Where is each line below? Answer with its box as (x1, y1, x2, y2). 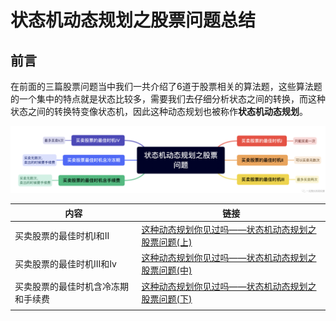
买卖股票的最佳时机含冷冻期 (14, 280, 129, 292)
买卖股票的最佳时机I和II (14, 230, 110, 242)
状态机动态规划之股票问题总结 (10, 9, 257, 32)
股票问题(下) (141, 292, 193, 305)
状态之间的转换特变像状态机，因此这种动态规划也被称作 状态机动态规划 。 (10, 106, 308, 117)
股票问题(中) (141, 264, 193, 276)
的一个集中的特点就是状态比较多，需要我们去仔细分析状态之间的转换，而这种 (10, 93, 326, 105)
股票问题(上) (141, 236, 193, 248)
